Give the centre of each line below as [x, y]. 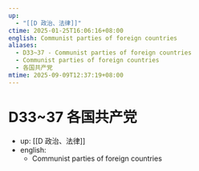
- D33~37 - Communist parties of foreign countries [104, 53]
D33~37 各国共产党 [73, 117]
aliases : [23, 46]
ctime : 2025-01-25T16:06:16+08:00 [66, 30]
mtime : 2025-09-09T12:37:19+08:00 [66, 75]
